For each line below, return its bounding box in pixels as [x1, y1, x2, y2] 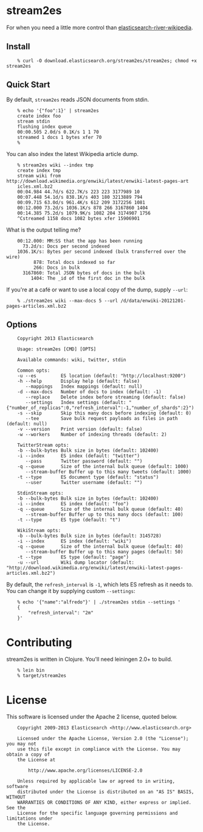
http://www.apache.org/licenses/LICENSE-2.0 [28, 767, 143, 774]
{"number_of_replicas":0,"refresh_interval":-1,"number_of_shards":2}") [6, 405, 194, 411]
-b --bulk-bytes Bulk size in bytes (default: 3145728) [17, 533, 162, 539]
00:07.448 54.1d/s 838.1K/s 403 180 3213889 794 [17, 194, 143, 200]
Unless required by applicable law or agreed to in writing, [17, 778, 175, 784]
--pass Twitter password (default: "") [25, 458, 143, 464]
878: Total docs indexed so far [33, 259, 115, 265]
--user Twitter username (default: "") [25, 480, 143, 486]
